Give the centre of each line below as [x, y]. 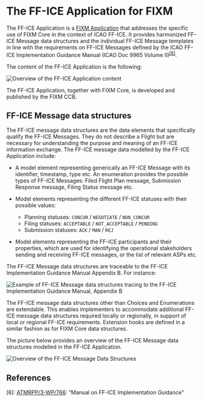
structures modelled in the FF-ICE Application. [64, 347]
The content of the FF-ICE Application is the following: [74, 66]
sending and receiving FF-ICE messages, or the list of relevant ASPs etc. [106, 255]
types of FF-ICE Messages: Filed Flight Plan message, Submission [98, 181]
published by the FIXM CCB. [42, 97]
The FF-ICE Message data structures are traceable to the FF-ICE [87, 267]
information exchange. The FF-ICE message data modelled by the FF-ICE [98, 149]
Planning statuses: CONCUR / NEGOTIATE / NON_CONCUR [87, 217]
